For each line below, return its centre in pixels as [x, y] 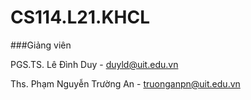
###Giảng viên [41, 45]
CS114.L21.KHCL [80, 17]
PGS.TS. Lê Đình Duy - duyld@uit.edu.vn [94, 64]
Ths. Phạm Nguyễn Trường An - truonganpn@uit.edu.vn [125, 83]
